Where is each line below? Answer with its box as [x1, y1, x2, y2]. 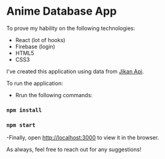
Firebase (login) [15, 43, 55, 50]
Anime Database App [6, 4, 117, 18]
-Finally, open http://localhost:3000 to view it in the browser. [6, 134, 159, 141]
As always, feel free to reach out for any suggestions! [6, 146, 142, 153]
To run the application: [6, 79, 63, 87]
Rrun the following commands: [15, 91, 93, 98]
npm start [6, 121, 36, 128]
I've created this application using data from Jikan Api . [6, 67, 144, 75]
